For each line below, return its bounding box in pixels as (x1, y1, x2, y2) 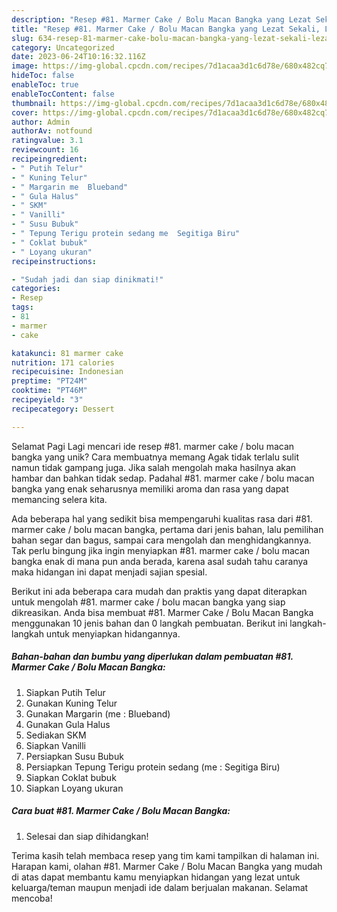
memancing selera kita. (11, 493, 108, 505)
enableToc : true (11, 80, 79, 90)
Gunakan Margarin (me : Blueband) (25, 707, 171, 720)
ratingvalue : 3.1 (11, 136, 84, 146)
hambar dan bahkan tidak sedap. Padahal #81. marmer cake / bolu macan (11, 472, 315, 484)
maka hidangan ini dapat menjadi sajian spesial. (11, 566, 208, 578)
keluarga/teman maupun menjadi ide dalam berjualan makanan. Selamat (11, 881, 309, 893)
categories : (11, 284, 61, 294)
